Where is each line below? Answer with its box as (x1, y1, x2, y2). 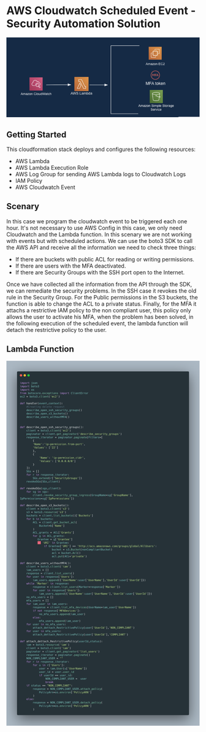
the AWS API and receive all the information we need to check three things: (6, 244, 196, 251)
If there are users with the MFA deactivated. (15, 262, 126, 269)
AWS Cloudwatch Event (15, 183, 75, 191)
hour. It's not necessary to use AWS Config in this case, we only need (6, 224, 183, 231)
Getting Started (6, 129, 67, 140)
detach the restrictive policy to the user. (6, 326, 107, 333)
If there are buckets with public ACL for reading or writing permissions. (15, 255, 195, 263)
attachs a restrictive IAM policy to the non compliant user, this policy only (6, 306, 191, 314)
